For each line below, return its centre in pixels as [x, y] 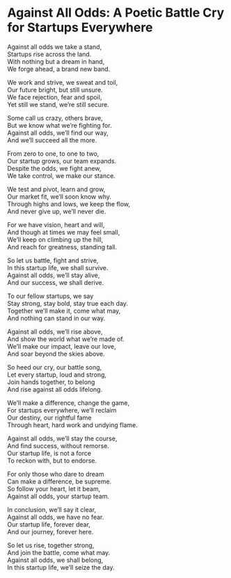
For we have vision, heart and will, [56, 224]
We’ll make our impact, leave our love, [62, 346]
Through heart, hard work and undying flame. [72, 424]
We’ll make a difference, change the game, [69, 403]
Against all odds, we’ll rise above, [55, 331]
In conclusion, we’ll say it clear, [51, 509]
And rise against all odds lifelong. [55, 389]
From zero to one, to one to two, [53, 154]
